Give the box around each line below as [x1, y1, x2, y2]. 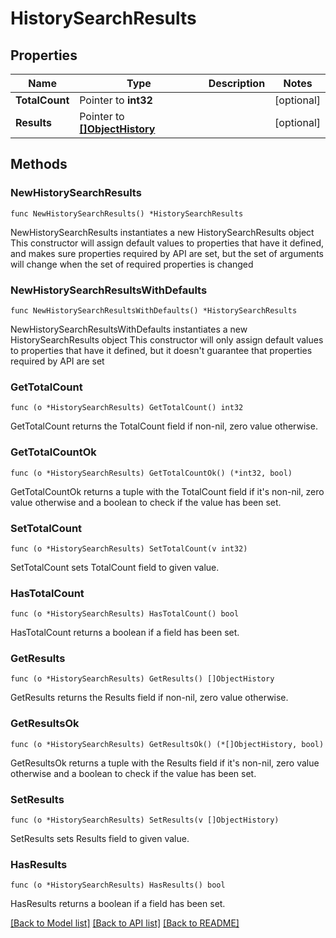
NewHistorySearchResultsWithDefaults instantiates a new [10, 323, 248, 335]
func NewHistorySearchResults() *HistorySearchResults [10, 208, 244, 219]
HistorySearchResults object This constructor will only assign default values [10, 333, 324, 346]
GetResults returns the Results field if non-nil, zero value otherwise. [10, 692, 289, 704]
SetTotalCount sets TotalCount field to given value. [10, 561, 220, 573]
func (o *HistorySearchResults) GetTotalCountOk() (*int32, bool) [10, 468, 293, 478]
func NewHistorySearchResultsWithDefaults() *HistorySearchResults [10, 305, 298, 316]
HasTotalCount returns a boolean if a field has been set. [10, 627, 240, 639]
